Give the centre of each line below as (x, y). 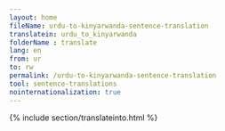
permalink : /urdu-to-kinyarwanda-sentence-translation (113, 76)
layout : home (33, 17)
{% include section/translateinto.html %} (84, 118)
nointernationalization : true (65, 92)
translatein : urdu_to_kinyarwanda (73, 34)
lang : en (25, 51)
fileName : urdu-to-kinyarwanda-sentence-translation (109, 26)
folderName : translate (53, 42)
